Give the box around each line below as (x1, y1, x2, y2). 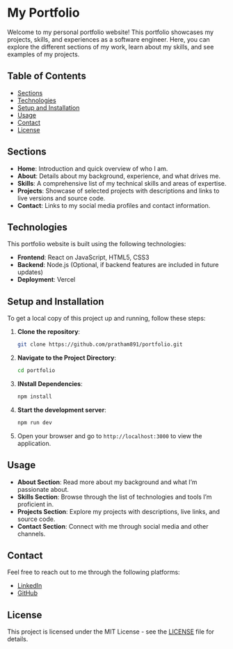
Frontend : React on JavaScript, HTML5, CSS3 (17, 253, 150, 262)
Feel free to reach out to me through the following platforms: (7, 568, 180, 577)
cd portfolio (17, 367, 56, 374)
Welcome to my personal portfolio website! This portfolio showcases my (7, 28, 214, 36)
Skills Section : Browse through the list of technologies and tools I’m (17, 492, 212, 501)
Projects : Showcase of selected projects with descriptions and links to (17, 186, 220, 195)
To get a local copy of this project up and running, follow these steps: (7, 314, 206, 323)
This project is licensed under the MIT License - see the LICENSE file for (7, 627, 214, 636)
